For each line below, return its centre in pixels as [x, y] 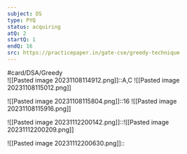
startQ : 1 [22, 40]
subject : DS [25, 14]
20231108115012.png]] [39, 87]
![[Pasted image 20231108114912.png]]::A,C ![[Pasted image [93, 80]
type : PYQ [22, 20]
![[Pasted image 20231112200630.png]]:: [66, 143]
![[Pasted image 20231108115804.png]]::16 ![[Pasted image [92, 101]
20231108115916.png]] [39, 108]
